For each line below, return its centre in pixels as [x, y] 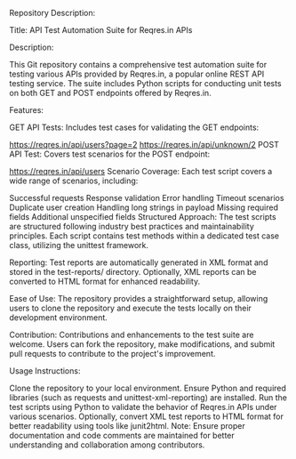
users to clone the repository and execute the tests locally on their [130, 308]
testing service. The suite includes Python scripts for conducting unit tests [145, 83]
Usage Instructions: [45, 371]
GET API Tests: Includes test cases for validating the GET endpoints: [134, 127]
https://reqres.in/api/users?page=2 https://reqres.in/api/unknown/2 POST [144, 145]
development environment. [59, 318]
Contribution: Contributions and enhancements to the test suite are [132, 334]
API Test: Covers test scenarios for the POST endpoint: [110, 154]
